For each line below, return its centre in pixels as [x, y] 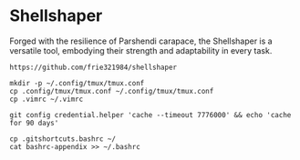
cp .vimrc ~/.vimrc [47, 99]
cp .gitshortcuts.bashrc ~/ [63, 139]
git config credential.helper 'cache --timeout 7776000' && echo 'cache [150, 115]
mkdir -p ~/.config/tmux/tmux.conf [77, 83]
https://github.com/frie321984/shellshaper [93, 67]
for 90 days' [34, 123]
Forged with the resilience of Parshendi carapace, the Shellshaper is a [141, 41]
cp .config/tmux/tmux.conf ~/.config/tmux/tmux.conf [112, 91]
